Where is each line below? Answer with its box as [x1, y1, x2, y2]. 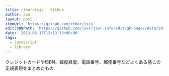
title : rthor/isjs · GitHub [5, 7, 64, 12]
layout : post [5, 16, 33, 21]
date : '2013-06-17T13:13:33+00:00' [5, 30, 80, 35]
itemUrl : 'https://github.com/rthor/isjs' [5, 21, 96, 26]
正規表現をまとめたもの [5, 65, 54, 71]
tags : [5, 35, 17, 40]
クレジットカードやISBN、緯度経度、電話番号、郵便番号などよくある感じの [5, 58, 161, 65]
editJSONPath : [5, 26, 35, 31]
